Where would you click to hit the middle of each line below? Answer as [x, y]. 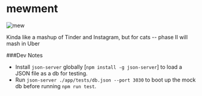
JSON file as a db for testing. [51, 73]
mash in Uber [23, 43]
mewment [32, 9]
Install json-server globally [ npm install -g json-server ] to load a [99, 67]
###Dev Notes [25, 55]
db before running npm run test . [56, 86]
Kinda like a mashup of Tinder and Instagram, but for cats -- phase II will [97, 37]
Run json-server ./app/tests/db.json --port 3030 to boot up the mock [105, 80]
